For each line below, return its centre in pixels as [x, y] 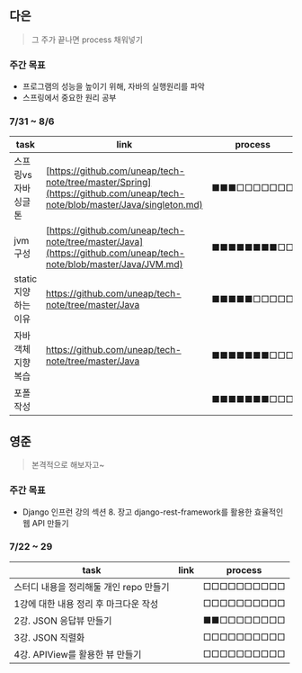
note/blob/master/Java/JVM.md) [115, 265]
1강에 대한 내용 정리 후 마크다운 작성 [86, 604]
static [26, 279]
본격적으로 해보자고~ [68, 465]
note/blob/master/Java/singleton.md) [124, 205]
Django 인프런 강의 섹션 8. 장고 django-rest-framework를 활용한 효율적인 [153, 512]
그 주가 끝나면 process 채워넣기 [87, 40]
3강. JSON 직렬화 [49, 637]
